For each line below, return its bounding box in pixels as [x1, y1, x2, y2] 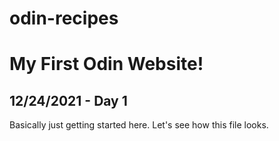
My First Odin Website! [9, 53, 204, 76]
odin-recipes [9, 7, 119, 30]
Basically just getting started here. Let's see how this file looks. [9, 119, 269, 131]
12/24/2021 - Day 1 [9, 92, 128, 109]
